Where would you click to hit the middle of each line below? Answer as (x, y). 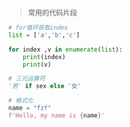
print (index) (44, 57)
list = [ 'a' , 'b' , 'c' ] (44, 35)
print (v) (37, 64)
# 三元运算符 (27, 79)
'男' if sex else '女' (45, 86)
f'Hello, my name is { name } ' (57, 115)
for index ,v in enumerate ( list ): (66, 50)
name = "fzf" (30, 108)
